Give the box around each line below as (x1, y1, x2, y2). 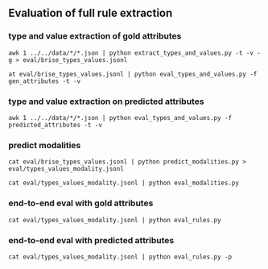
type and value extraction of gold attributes (8, 31, 182, 42)
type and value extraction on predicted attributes (8, 96, 204, 107)
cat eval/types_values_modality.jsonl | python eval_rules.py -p (8, 253, 232, 261)
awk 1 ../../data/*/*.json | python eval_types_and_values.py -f (8, 114, 232, 122)
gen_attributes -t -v (8, 77, 81, 85)
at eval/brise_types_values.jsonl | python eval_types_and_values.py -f (8, 70, 258, 78)
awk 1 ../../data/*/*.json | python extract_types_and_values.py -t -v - (8, 48, 262, 57)
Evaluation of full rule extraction (8, 6, 173, 20)
